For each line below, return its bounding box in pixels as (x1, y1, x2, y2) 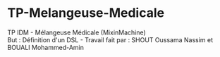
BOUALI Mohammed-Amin (7, 43, 85, 51)
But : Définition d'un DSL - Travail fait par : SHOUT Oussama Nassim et (7, 35, 214, 44)
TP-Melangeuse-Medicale (7, 5, 164, 21)
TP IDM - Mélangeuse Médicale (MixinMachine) (7, 28, 146, 37)
